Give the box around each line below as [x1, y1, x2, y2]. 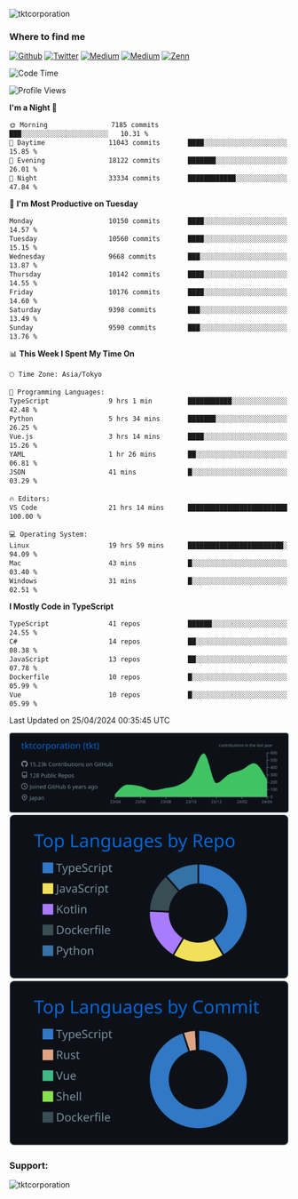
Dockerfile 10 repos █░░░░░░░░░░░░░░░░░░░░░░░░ [9, 673, 288, 682]
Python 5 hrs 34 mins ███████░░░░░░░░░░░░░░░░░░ [9, 414, 288, 424]
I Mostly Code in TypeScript [9, 601, 114, 612]
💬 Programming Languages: [9, 388, 105, 397]
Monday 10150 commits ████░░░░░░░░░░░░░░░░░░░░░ [9, 217, 288, 226]
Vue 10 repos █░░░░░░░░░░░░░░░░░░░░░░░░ [9, 691, 288, 699]
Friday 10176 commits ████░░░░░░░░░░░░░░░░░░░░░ [9, 288, 288, 297]
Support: [9, 1159, 49, 1171]
